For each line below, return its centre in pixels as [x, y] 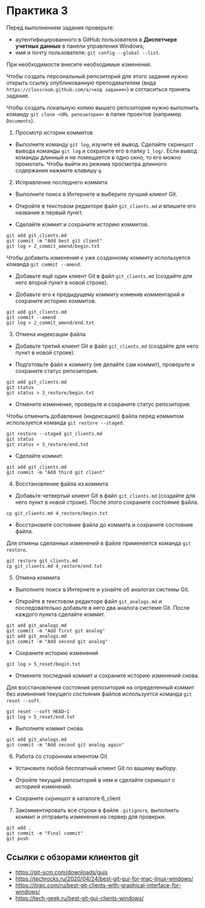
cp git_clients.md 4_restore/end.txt [54, 566]
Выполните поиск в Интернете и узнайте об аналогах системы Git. [102, 589]
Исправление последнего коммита [61, 182]
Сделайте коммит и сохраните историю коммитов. [82, 224]
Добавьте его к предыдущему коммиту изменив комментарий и [100, 294]
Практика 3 [37, 11]
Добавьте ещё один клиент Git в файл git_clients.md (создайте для [104, 276]
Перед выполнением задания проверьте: [60, 28]
